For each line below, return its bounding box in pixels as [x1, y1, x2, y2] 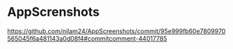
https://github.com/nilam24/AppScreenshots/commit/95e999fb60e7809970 [7, 27, 226, 35]
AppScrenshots [7, 4, 99, 20]
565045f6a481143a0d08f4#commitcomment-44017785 [7, 34, 168, 42]
